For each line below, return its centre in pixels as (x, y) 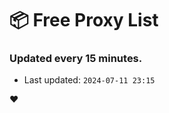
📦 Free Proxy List (84, 20)
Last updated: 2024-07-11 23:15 (89, 80)
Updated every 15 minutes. (76, 59)
